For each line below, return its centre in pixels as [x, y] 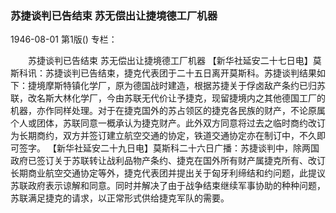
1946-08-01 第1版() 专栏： [64, 39]
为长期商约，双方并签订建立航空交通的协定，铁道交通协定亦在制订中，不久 [163, 136]
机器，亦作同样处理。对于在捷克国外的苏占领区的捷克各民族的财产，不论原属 [168, 111]
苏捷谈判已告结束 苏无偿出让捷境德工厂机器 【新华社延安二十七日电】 [170, 61]
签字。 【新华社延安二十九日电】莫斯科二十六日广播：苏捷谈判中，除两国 [169, 148]
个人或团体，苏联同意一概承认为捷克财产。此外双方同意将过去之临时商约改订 [168, 123]
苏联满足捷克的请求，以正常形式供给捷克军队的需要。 [120, 198]
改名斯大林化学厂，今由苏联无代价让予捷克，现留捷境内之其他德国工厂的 [176, 98]
